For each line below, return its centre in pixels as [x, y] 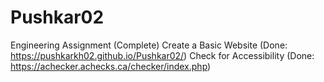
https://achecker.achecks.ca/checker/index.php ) [111, 66]
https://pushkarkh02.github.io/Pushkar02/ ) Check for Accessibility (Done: [162, 55]
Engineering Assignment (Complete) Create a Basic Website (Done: [149, 45]
